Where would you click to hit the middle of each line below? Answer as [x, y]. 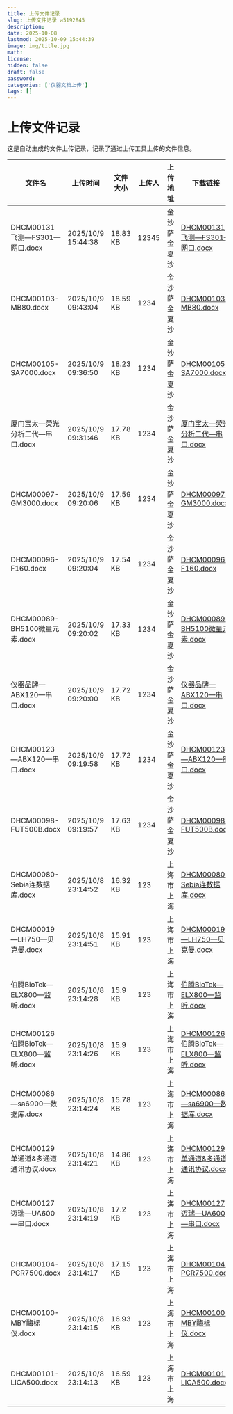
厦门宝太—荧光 [35, 424]
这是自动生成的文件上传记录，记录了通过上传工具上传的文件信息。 [101, 149]
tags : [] [20, 91]
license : [20, 59]
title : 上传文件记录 [34, 14]
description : [26, 26]
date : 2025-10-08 [32, 33]
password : [21, 78]
